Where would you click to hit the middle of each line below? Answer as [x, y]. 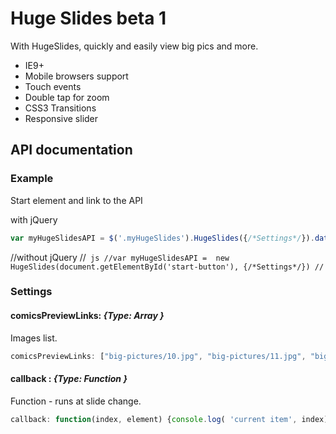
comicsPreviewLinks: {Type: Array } [87, 316]
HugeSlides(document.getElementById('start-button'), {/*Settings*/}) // [167, 267]
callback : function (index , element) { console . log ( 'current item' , [154, 419]
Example [32, 179]
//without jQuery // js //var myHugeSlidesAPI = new [120, 257]
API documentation [71, 150]
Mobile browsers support [76, 76]
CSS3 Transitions [60, 108]
